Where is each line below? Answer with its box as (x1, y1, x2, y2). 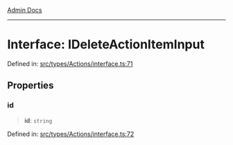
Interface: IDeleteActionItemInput (7, 37, 205, 53)
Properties (7, 80, 54, 92)
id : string (24, 116, 53, 124)
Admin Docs (7, 6, 42, 14)
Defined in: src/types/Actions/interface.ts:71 (7, 59, 133, 68)
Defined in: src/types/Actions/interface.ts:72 (7, 130, 135, 138)
